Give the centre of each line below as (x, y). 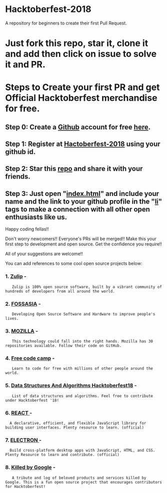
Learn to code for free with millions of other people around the (82, 368)
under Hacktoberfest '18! (32, 400)
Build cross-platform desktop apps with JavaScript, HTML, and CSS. (82, 450)
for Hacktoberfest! (25, 486)
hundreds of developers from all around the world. (60, 291)
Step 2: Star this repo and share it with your (74, 169)
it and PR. (25, 65)
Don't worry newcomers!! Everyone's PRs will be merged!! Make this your (81, 239)
